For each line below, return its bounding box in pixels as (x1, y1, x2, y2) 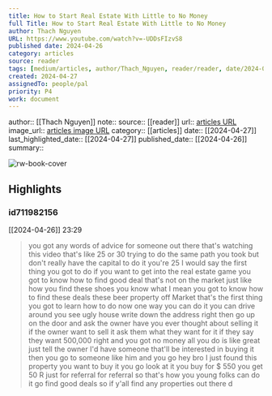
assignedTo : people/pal (8, 80, 89, 88)
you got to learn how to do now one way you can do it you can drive (28, 301, 256, 311)
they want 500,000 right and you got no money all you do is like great (28, 335, 261, 345)
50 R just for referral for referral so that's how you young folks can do (28, 370, 261, 380)
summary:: (8, 143, 45, 153)
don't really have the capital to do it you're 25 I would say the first (28, 257, 248, 268)
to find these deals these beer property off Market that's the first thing (28, 292, 263, 302)
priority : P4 (8, 87, 53, 96)
